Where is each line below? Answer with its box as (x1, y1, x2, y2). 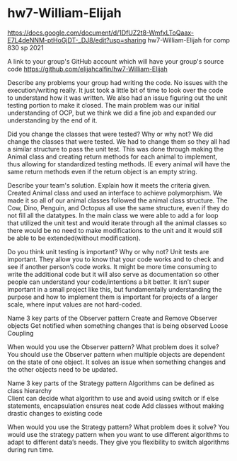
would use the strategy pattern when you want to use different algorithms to (7, 430, 229, 438)
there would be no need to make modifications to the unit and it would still (7, 226, 223, 234)
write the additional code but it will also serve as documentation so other (7, 270, 219, 278)
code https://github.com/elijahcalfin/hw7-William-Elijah (7, 64, 168, 73)
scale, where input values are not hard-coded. (7, 300, 142, 309)
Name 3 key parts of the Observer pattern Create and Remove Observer (7, 314, 218, 322)
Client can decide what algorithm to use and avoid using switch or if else (7, 394, 219, 402)
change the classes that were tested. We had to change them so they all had (7, 137, 230, 146)
